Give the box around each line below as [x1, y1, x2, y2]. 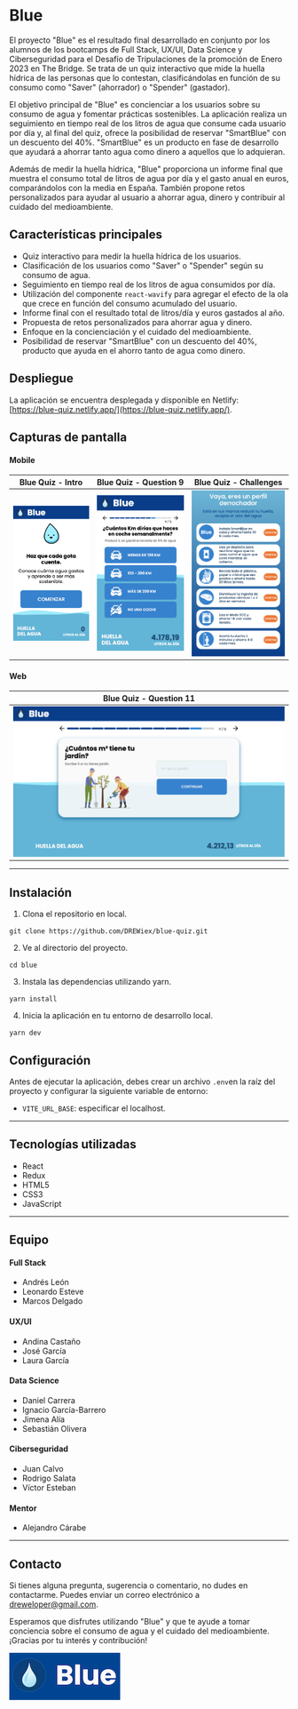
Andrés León [21, 1277, 69, 1288]
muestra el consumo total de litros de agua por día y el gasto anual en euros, [9, 172, 289, 183]
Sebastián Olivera [21, 1423, 87, 1433]
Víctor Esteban [21, 1481, 77, 1493]
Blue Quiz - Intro [19, 476, 83, 487]
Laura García [21, 1354, 69, 1365]
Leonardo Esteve [21, 1286, 84, 1298]
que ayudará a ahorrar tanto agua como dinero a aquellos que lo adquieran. [9, 146, 286, 156]
